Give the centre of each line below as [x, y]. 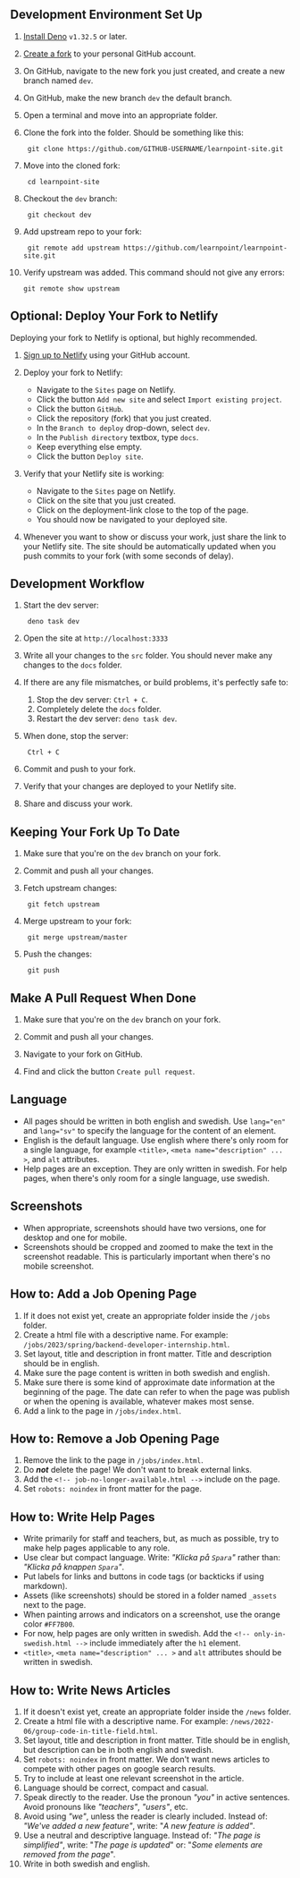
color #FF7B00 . [49, 1624]
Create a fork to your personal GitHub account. [109, 54]
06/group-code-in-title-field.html [89, 1731]
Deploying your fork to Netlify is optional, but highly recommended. [134, 337]
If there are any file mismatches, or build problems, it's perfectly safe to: [156, 683]
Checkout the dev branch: [70, 198]
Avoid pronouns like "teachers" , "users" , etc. [105, 1806]
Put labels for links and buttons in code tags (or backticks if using [143, 1576]
